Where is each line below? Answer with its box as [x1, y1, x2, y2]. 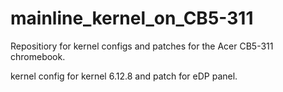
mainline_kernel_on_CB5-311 [10, 7, 254, 30]
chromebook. [10, 50, 66, 62]
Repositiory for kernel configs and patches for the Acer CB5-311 [10, 40, 274, 52]
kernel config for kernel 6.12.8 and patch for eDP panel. [10, 70, 238, 82]
